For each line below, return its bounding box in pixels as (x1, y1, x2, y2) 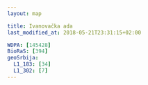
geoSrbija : (7, 55, 39, 62)
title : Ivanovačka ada (7, 22, 73, 30)
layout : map (7, 10, 42, 17)
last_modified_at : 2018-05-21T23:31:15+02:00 (7, 29, 141, 36)
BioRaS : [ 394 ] (7, 48, 49, 55)
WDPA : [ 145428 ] (7, 41, 51, 48)
